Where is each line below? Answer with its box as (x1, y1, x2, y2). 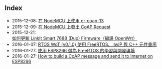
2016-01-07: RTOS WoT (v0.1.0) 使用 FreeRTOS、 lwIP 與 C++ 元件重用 (11, 41, 157, 47)
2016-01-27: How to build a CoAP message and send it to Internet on (11, 53, 153, 59)
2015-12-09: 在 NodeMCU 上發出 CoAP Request (11, 24, 111, 30)
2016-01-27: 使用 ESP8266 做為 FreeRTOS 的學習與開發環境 (11, 47, 135, 53)
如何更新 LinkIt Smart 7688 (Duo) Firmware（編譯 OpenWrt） (11, 35, 138, 41)
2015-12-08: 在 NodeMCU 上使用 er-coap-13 (11, 17, 104, 24)
